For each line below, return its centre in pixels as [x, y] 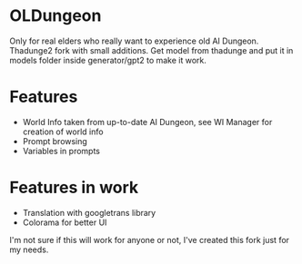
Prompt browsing [55, 141]
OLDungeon [55, 16]
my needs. [29, 249]
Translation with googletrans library [89, 212]
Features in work [74, 188]
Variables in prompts [61, 151]
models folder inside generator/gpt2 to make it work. [108, 60]
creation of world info [63, 132]
